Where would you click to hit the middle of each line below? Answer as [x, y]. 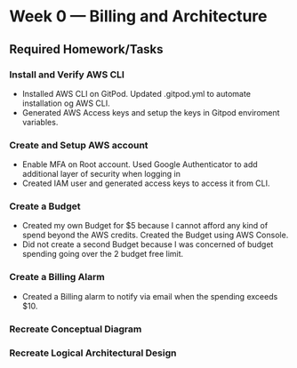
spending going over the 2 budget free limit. [103, 254]
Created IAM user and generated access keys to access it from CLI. [146, 183]
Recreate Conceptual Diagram [76, 329]
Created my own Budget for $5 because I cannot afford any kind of [145, 226]
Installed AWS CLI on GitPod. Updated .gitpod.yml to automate [136, 93]
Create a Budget [45, 206]
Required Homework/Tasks [86, 49]
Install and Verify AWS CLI [67, 75]
